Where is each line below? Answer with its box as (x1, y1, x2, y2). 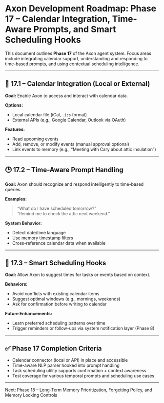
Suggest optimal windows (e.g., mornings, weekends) (12, 296, 121, 302)
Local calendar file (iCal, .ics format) (12, 111, 87, 118)
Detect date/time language (12, 229, 66, 235)
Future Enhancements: (5, 311, 53, 317)
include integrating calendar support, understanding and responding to (5, 55, 148, 61)
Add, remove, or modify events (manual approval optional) (12, 141, 129, 147)
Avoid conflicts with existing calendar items (12, 291, 100, 297)
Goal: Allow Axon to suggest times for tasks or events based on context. (5, 272, 151, 277)
